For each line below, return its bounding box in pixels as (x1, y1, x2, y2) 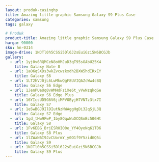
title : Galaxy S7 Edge (14, 112, 63, 117)
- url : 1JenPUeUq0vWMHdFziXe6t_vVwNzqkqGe (10, 88, 101, 93)
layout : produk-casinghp (5, 7, 58, 13)
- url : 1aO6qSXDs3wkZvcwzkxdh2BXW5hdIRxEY (10, 69, 101, 74)
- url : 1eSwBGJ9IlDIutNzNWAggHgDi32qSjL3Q (10, 106, 101, 112)
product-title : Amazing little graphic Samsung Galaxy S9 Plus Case (5, 36, 154, 41)
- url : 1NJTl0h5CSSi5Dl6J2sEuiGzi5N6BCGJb (10, 145, 101, 150)
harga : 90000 (5, 40, 33, 46)
